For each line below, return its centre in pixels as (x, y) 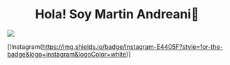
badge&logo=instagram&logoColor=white (67, 54)
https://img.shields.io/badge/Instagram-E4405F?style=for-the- (132, 46)
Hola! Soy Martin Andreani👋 (117, 14)
